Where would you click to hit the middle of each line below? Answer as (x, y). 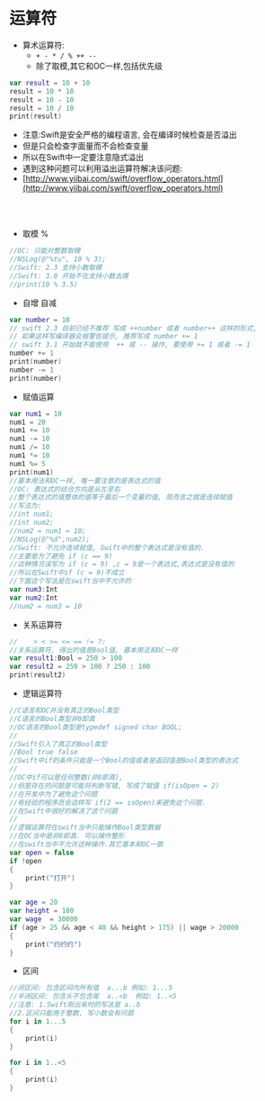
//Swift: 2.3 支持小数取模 (56, 268)
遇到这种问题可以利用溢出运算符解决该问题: (102, 168)
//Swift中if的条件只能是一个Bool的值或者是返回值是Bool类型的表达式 (124, 761)
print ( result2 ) (38, 675)
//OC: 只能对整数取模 (45, 251)
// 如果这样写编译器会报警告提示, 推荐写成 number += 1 (104, 337)
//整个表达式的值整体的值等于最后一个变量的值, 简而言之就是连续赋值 (121, 497)
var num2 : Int (34, 598)
